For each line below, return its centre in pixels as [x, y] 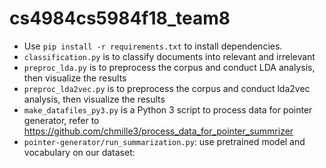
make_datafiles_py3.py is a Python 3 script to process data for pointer [168, 109]
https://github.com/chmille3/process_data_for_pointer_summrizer [158, 131]
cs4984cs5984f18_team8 [120, 18]
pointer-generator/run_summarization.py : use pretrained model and [164, 141]
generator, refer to [61, 120]
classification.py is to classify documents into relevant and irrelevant [169, 56]
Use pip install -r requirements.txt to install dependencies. [153, 46]
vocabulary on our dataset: [79, 152]
